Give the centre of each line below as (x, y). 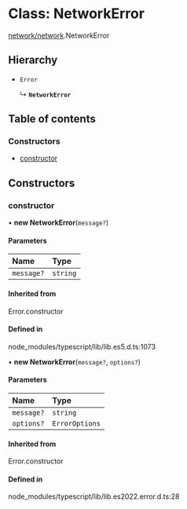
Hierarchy (33, 60)
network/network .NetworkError (59, 35)
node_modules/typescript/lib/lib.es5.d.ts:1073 (82, 346)
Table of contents (52, 119)
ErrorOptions (76, 423)
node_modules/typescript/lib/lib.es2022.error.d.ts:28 (94, 496)
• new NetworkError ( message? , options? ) (75, 361)
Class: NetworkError (77, 14)
